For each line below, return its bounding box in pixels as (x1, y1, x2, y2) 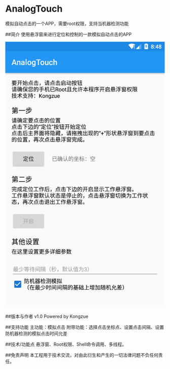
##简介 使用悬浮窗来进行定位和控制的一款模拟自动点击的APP (5, 31, 132, 37)
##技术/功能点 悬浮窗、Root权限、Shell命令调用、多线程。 (5, 341, 127, 347)
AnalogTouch (5, 3, 63, 15)
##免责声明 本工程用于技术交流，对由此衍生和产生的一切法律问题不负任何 (5, 352, 158, 358)
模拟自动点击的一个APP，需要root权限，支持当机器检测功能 (5, 20, 129, 26)
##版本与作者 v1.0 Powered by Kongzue (5, 313, 89, 319)
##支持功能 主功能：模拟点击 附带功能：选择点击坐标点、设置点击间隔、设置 (5, 324, 164, 330)
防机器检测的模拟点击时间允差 (5, 330, 67, 337)
